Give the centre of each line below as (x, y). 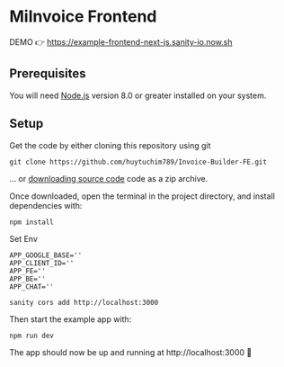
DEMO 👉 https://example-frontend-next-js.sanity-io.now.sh (121, 41)
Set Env (24, 238)
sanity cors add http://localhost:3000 (84, 302)
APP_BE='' (28, 279)
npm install (31, 222)
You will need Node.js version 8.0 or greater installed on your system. (138, 95)
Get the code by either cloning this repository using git (110, 145)
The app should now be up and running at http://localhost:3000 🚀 (131, 352)
